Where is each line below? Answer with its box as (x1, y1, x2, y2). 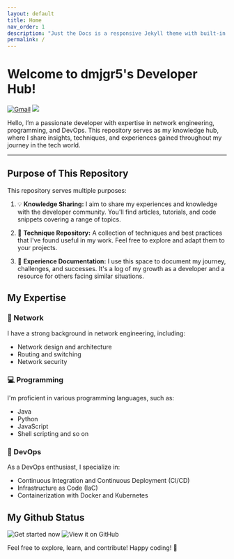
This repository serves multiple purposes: (7, 186, 127, 194)
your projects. (17, 243, 58, 252)
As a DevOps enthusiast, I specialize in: (7, 463, 120, 472)
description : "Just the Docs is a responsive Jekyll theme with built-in (7, 29, 226, 37)
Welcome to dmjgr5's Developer (7, 66, 198, 82)
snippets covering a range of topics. (17, 215, 122, 224)
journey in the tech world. (7, 141, 81, 150)
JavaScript (17, 422, 49, 430)
